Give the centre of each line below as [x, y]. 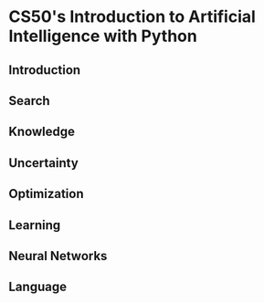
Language [38, 287]
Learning [35, 225]
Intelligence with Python [103, 36]
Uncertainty [43, 163]
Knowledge [42, 132]
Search [30, 101]
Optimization [46, 194]
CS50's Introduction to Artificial [132, 17]
